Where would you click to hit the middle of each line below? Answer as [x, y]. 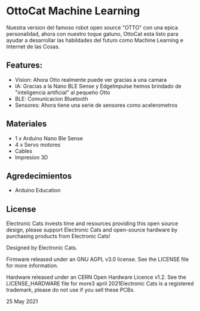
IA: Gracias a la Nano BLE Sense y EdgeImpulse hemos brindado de [98, 86]
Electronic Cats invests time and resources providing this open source [92, 224]
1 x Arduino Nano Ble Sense [49, 138]
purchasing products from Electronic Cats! [58, 236]
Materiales [27, 124]
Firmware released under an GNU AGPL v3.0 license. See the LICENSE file [98, 259]
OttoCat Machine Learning [73, 11]
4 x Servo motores [38, 144]
